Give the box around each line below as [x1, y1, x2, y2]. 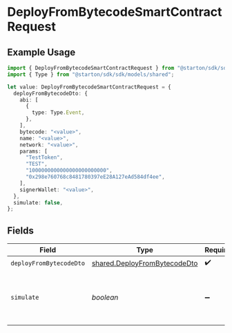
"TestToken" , [25, 154, 64, 161]
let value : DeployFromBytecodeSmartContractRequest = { [7, 84, 171, 91]
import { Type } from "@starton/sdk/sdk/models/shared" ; [7, 70, 175, 78]
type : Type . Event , [32, 109, 85, 116]
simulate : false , [13, 199, 64, 206]
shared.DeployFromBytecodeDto [91, 258, 198, 268]
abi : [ [19, 96, 39, 104]
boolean [91, 293, 119, 303]
